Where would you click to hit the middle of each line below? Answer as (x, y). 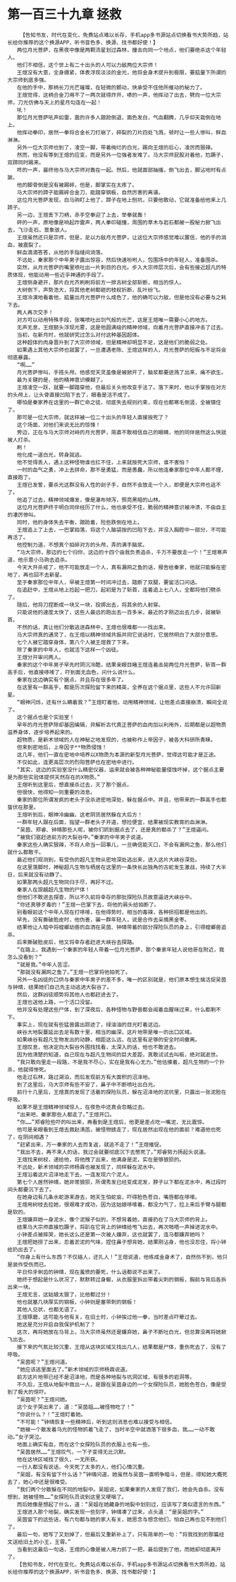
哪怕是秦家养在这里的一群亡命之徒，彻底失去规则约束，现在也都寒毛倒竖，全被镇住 (119, 402)
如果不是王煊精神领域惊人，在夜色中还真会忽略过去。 (82, 1107)
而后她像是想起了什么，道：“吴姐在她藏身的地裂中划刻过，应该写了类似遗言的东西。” (121, 1504)
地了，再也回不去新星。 (36, 575)
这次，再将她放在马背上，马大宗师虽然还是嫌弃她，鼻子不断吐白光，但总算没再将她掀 (122, 1332)
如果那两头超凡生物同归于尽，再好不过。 (67, 882)
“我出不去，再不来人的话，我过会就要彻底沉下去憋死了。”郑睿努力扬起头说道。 (113, 1152)
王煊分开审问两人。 (41, 657)
